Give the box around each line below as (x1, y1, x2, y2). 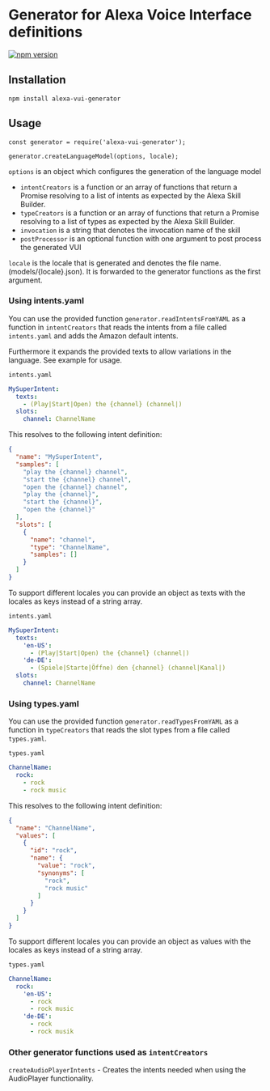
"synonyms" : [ (37, 868, 85, 877)
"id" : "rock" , (29, 847, 78, 855)
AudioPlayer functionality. (8, 1074, 95, 1084)
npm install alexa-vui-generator (8, 95, 121, 103)
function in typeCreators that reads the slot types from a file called (8, 725, 230, 735)
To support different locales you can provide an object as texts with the (8, 588, 246, 597)
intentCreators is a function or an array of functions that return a (19, 182, 238, 192)
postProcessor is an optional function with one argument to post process (19, 233, 262, 244)
